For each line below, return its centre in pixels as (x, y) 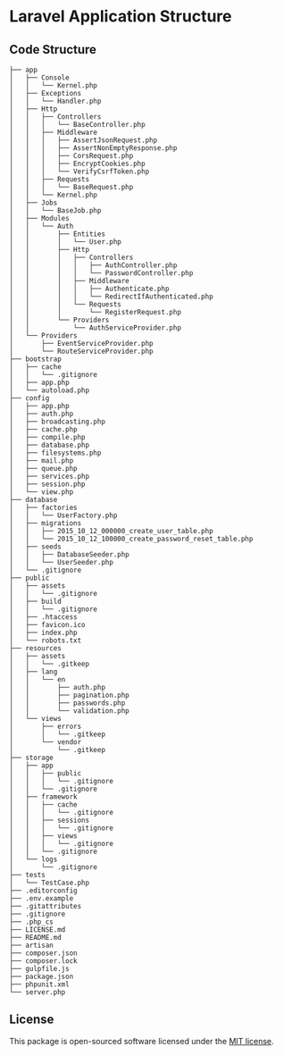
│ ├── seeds (36, 547)
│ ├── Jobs (33, 203)
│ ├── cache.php (43, 430)
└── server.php (37, 992)
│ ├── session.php (48, 484)
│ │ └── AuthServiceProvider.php (95, 328)
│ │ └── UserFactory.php (63, 515)
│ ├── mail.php (42, 461)
